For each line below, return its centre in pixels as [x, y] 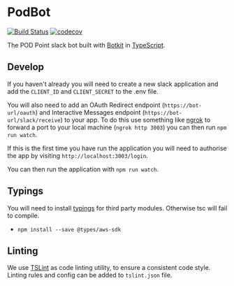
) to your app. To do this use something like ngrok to [136, 120]
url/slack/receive [34, 120]
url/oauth [22, 113]
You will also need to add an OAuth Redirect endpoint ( [86, 105]
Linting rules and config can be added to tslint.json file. [90, 275]
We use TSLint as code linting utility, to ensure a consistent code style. [109, 268]
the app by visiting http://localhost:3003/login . [78, 155]
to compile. [23, 215]
